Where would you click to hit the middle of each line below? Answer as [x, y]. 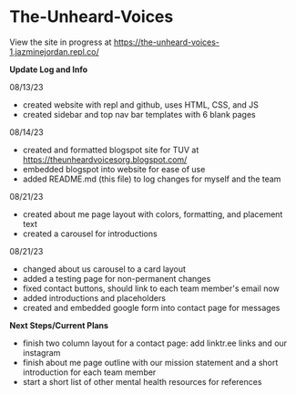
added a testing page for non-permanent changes [117, 278]
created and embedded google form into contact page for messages [151, 307]
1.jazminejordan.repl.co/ [54, 51]
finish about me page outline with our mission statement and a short [150, 362]
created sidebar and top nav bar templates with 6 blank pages [139, 114]
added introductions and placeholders [94, 297]
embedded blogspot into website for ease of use [114, 169]
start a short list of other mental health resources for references [142, 381]
